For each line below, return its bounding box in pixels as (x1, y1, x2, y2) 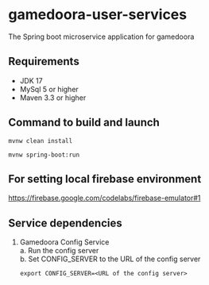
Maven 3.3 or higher (19, 93, 87, 102)
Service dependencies (8, 216, 122, 229)
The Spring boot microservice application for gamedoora (8, 32, 195, 41)
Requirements (8, 55, 79, 68)
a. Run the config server (19, 246, 99, 256)
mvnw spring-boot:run (8, 151, 80, 159)
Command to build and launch (8, 116, 161, 129)
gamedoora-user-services (8, 6, 188, 24)
